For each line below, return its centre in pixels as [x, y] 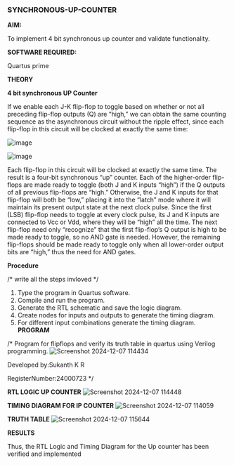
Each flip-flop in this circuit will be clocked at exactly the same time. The [112, 170]
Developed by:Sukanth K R [46, 365]
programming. [28, 351]
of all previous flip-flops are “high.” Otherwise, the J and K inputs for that [113, 192]
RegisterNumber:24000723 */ [51, 379]
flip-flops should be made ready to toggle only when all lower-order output [116, 244]
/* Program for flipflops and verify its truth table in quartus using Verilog [111, 344]
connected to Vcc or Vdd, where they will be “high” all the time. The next [112, 222]
